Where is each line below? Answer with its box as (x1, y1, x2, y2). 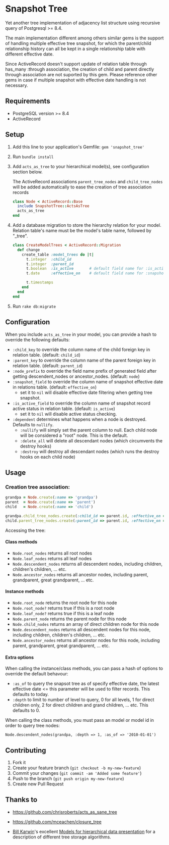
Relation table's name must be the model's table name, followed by (12, 228, 152, 234)
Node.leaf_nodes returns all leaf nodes (12, 555, 92, 561)
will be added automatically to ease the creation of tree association (12, 184, 152, 190)
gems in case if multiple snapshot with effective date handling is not (5, 77, 146, 83)
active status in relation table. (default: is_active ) (12, 405, 116, 412)
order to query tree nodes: (5, 723, 60, 729)
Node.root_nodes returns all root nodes (12, 550, 92, 556)
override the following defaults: (5, 336, 70, 342)
